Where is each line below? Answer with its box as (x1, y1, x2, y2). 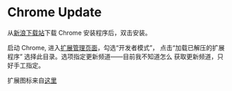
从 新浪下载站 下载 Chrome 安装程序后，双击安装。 (7, 28, 152, 37)
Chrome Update (7, 4, 102, 20)
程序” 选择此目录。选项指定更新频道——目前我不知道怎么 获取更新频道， (7, 52, 218, 61)
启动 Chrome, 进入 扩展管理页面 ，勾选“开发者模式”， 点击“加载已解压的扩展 (7, 43, 225, 51)
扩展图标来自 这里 (7, 75, 57, 85)
